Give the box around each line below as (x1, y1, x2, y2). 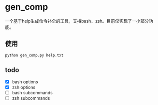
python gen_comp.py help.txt (5, 53, 64, 58)
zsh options (12, 84, 36, 90)
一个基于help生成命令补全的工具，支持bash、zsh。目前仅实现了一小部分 (5, 18, 149, 24)
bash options (12, 79, 38, 85)
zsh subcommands (12, 95, 50, 101)
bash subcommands (12, 90, 53, 95)
